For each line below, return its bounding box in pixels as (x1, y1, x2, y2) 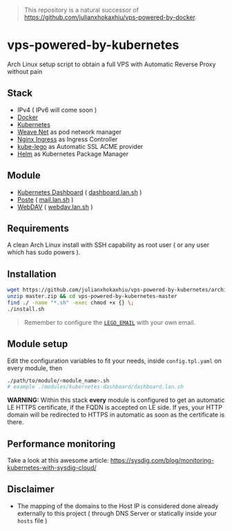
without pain (7, 67, 43, 75)
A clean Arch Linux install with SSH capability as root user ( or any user (7, 241, 209, 249)
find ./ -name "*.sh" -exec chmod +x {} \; (7, 299, 135, 306)
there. (7, 418, 24, 426)
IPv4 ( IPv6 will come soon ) (17, 106, 97, 114)
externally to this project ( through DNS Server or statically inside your (17, 509, 217, 517)
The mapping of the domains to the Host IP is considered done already (17, 501, 219, 510)
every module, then (7, 363, 63, 372)
